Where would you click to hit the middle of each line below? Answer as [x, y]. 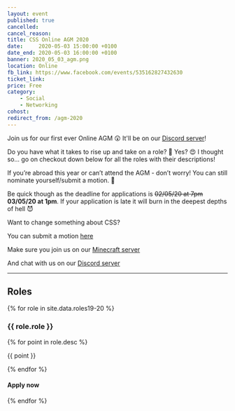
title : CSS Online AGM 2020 [48, 40]
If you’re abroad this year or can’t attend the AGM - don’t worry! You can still [117, 173]
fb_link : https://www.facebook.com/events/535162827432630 [95, 72]
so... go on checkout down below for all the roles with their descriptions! [111, 159]
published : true [31, 20]
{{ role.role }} [30, 327]
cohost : [19, 112]
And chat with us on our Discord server [64, 263]
